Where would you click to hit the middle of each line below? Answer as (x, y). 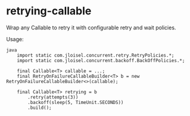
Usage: (15, 39)
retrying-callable (49, 11)
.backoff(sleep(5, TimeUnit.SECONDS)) (76, 102)
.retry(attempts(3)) (53, 97)
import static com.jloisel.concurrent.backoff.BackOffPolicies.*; (101, 60)
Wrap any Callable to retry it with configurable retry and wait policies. (91, 28)
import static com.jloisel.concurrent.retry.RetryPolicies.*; (96, 55)
